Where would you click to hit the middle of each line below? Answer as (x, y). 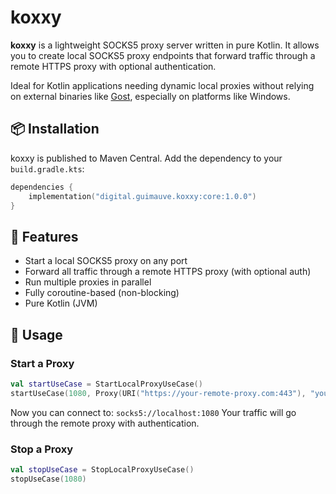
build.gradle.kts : (47, 168)
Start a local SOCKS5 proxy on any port (106, 261)
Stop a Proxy (42, 449)
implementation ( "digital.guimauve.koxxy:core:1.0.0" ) (142, 196)
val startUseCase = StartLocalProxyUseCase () (106, 384)
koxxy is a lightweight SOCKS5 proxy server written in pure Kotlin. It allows (165, 45)
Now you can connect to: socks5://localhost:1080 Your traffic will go (153, 412)
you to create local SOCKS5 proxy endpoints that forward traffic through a (163, 55)
